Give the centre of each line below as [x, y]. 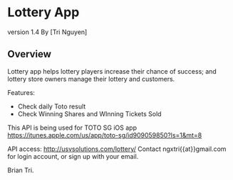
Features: [21, 92]
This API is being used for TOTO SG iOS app [72, 128]
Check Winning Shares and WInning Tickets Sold [89, 113]
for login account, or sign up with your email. [73, 156]
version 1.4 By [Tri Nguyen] [47, 32]
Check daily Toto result [52, 106]
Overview [30, 54]
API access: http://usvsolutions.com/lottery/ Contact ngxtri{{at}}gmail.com [117, 149]
